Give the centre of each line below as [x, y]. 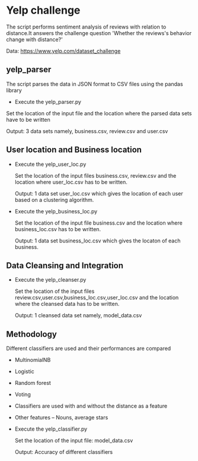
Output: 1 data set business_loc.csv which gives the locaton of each [98, 241]
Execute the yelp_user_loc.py [50, 164]
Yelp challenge [43, 10]
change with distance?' [35, 39]
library [14, 90]
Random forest [33, 383]
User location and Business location [74, 150]
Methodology [32, 334]
